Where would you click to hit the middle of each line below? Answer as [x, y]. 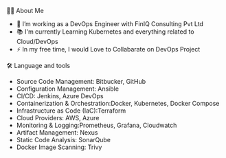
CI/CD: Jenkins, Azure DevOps [60, 96]
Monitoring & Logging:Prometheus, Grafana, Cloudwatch [97, 125]
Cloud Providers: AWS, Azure [58, 118]
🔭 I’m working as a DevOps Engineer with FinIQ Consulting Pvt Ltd [110, 24]
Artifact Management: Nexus [57, 133]
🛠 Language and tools [38, 66]
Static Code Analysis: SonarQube [64, 140]
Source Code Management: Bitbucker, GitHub [81, 81]
